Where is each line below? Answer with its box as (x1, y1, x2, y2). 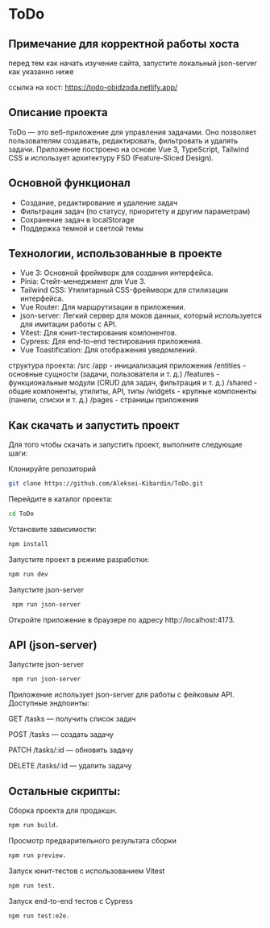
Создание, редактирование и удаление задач (19, 198, 178, 207)
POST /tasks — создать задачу (8, 730, 114, 739)
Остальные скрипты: (8, 784, 121, 798)
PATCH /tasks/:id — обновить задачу (8, 745, 134, 755)
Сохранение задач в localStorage (19, 214, 135, 224)
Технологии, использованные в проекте (8, 247, 222, 260)
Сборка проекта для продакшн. (8, 805, 118, 815)
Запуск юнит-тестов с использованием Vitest (8, 866, 165, 876)
